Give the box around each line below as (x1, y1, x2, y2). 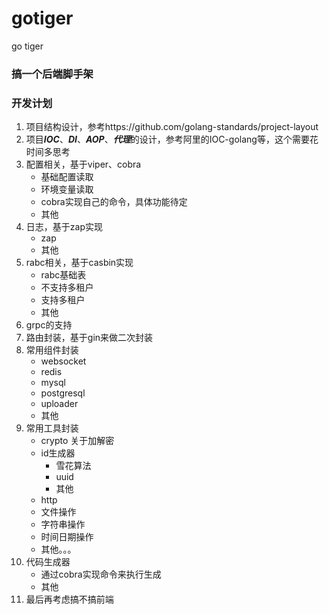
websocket (40, 355, 87, 367)
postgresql (40, 387, 86, 399)
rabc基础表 (40, 269, 87, 281)
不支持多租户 (40, 282, 94, 294)
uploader (40, 398, 79, 410)
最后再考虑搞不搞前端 (25, 593, 114, 606)
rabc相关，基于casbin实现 (25, 257, 134, 269)
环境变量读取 (40, 183, 94, 196)
